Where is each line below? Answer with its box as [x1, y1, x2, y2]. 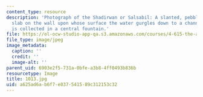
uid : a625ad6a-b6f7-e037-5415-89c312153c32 [6, 82, 118, 88]
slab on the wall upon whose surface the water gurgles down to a [11, 20, 182, 26]
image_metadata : [6, 43, 47, 49]
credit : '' [11, 54, 39, 60]
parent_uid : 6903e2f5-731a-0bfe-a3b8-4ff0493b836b [6, 64, 137, 71]
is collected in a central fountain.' [11, 25, 110, 32]
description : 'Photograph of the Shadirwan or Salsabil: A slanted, [6, 14, 182, 20]
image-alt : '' [11, 59, 47, 65]
